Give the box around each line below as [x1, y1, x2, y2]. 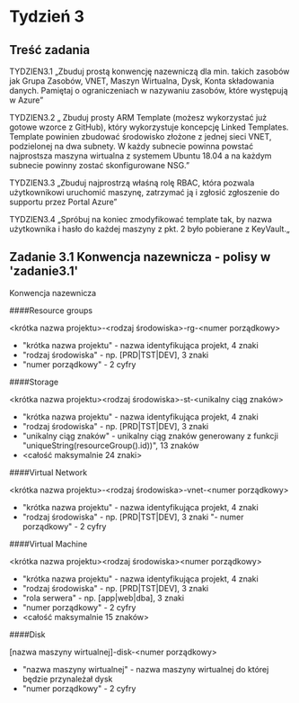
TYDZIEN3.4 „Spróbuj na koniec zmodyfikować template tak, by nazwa [9, 214, 272, 224]
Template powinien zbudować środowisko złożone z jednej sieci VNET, [9, 131, 272, 141]
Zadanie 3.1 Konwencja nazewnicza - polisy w [9, 249, 271, 265]
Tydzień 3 [9, 6, 85, 27]
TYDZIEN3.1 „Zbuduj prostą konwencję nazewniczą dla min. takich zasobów [9, 66, 290, 77]
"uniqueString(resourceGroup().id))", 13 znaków [22, 439, 199, 451]
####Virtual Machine [9, 538, 88, 549]
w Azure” [9, 95, 44, 105]
